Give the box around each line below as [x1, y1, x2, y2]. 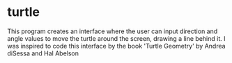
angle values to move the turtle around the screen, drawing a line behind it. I [7, 34, 226, 42]
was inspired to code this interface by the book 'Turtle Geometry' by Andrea [7, 42, 226, 50]
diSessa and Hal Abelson [7, 49, 79, 57]
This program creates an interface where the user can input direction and [7, 27, 218, 35]
